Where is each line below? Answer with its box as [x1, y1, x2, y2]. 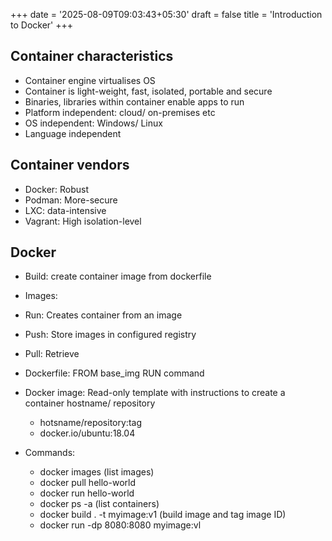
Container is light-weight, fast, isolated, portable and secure [24, 85, 273, 97]
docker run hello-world [39, 487, 135, 499]
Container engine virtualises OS [24, 74, 156, 86]
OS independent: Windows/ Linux [24, 117, 163, 129]
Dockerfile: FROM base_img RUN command [24, 367, 205, 379]
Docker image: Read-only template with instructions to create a [24, 387, 286, 399]
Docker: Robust [24, 183, 90, 195]
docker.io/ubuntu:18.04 [39, 427, 136, 439]
